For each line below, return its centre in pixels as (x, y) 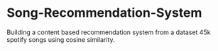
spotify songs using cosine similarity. (61, 39)
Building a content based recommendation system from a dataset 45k (109, 32)
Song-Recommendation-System (104, 13)
